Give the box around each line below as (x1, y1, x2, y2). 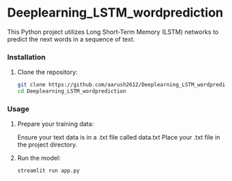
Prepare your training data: (17, 120, 94, 128)
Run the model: (17, 154, 61, 162)
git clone (17, 82, 46, 88)
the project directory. (17, 140, 78, 149)
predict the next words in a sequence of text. (7, 35, 135, 43)
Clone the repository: (17, 68, 78, 77)
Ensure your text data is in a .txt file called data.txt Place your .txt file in (17, 133, 220, 142)
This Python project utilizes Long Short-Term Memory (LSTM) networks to (7, 28, 219, 36)
